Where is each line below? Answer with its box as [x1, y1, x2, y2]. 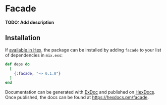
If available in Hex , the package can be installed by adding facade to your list [5, 47, 162, 52]
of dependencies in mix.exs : [5, 52, 63, 58]
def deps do [5, 61, 30, 67]
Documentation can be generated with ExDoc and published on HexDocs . [5, 89, 156, 95]
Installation [5, 34, 41, 42]
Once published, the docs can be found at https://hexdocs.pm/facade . [5, 95, 149, 101]
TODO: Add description [5, 19, 55, 25]
